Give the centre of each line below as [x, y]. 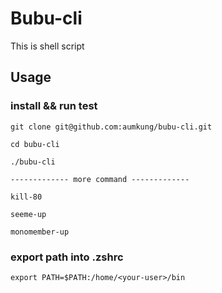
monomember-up [40, 232]
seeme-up [28, 214]
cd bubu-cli [35, 144]
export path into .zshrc [67, 257]
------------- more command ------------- [100, 179]
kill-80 [26, 197]
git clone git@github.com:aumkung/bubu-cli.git [111, 127]
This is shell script [47, 46]
